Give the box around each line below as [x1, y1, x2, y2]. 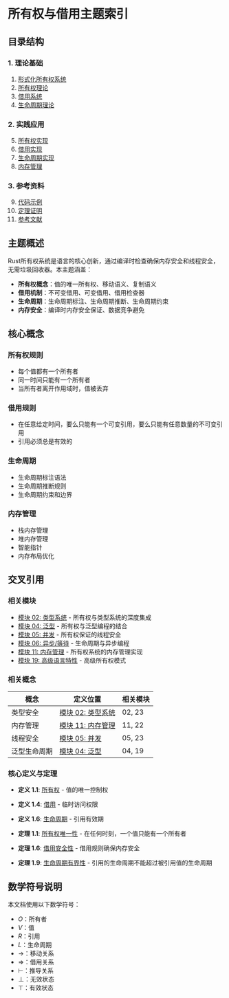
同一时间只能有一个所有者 [17, 375, 91, 384]
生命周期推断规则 [17, 482, 67, 490]
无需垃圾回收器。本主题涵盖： [8, 265, 92, 274]
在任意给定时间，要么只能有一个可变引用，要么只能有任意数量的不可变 [17, 420, 217, 428]
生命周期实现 [17, 154, 54, 162]
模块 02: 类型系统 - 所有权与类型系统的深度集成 [17, 613, 152, 621]
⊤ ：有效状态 [17, 984, 54, 992]
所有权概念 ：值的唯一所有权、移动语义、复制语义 [17, 280, 157, 289]
